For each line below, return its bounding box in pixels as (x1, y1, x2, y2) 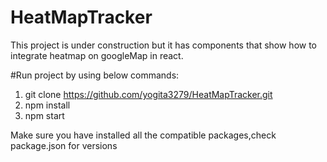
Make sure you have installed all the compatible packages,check (10, 129, 277, 141)
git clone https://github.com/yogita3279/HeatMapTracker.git (24, 88, 273, 100)
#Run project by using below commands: (10, 69, 180, 81)
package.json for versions (10, 139, 118, 151)
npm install (24, 99, 71, 111)
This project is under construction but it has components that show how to (10, 39, 318, 51)
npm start (24, 109, 65, 121)
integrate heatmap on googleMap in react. (10, 49, 184, 61)
